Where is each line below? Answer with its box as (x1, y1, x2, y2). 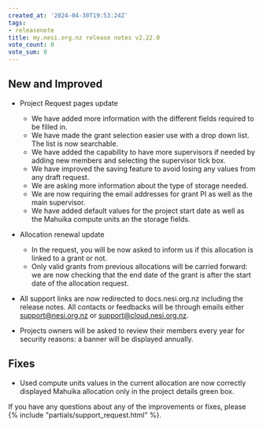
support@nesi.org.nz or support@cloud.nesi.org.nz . (19, 310, 189, 320)
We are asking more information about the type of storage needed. (31, 181, 249, 190)
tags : (8, 19, 26, 27)
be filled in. (31, 122, 68, 131)
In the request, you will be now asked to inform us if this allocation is (31, 245, 254, 254)
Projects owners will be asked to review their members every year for (19, 325, 245, 335)
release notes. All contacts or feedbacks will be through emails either (19, 302, 244, 312)
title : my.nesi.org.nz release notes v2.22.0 (8, 33, 160, 42)
